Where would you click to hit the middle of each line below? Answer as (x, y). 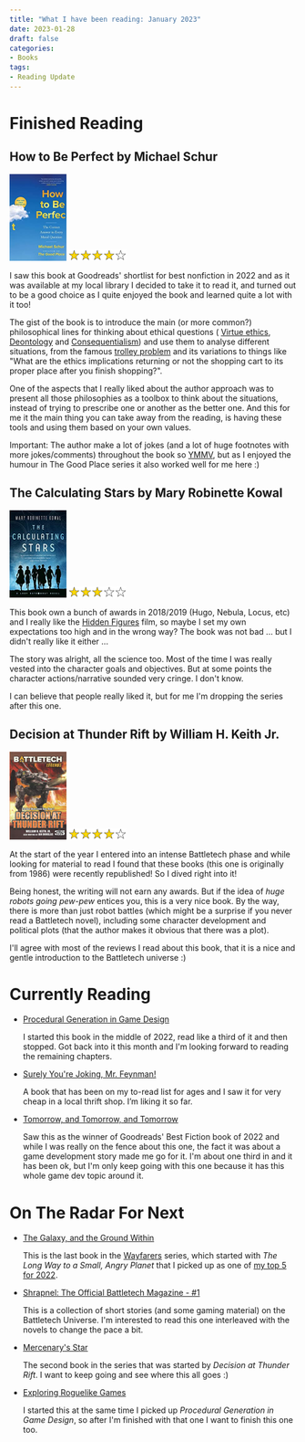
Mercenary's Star (55, 1348)
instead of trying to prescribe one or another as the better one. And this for (150, 407)
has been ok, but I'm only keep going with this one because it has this (153, 1166)
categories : (32, 48)
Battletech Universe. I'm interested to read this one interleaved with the (156, 1321)
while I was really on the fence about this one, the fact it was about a (151, 1147)
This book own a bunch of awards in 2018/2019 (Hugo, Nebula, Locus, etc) (150, 612)
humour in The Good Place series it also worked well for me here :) (135, 464)
